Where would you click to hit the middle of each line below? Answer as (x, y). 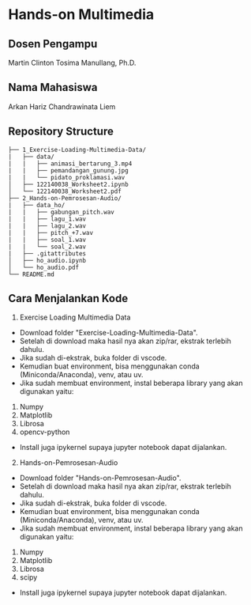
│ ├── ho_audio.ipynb (47, 260)
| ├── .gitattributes (47, 253)
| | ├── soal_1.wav (47, 240)
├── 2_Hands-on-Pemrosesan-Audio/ (65, 198)
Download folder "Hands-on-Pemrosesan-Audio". (100, 478)
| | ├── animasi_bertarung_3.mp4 (70, 164)
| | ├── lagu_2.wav (47, 226)
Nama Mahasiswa (53, 87)
